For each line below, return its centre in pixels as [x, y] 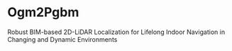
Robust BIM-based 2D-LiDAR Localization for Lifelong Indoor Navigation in [116, 32]
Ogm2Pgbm [43, 12]
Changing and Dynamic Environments [62, 39]
